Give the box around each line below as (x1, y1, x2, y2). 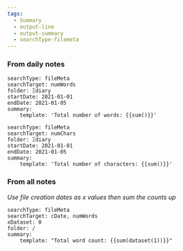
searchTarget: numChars (7, 130, 77, 137)
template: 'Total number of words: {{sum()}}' (19, 112, 157, 119)
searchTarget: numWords (7, 81, 77, 88)
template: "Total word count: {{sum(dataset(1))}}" (19, 237, 173, 244)
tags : (7, 10, 23, 17)
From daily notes (7, 59, 65, 69)
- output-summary (13, 29, 64, 37)
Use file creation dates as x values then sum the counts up (7, 193, 176, 201)
